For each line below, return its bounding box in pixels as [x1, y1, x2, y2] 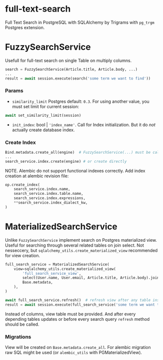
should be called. [5, 321, 40, 327]
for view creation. [5, 252, 40, 258]
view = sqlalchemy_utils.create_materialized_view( [14, 266, 116, 271]
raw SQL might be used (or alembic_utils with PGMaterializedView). [5, 349, 142, 355]
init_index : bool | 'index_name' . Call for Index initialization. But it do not [12, 122, 156, 127]
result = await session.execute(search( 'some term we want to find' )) [5, 76, 151, 81]
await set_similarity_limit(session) [5, 113, 81, 118]
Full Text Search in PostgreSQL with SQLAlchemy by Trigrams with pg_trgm [5, 19, 155, 25]
